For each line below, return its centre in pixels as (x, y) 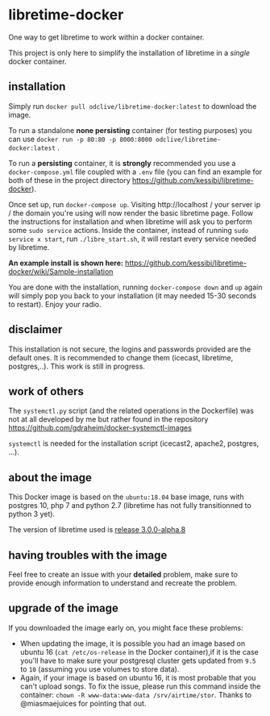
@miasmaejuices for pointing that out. (83, 703)
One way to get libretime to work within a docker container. (106, 37)
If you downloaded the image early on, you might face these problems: (126, 627)
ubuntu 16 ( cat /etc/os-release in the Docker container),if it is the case (139, 651)
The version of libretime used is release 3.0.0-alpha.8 (97, 530)
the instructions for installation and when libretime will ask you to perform (130, 221)
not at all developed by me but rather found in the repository (108, 419)
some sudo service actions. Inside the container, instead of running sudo (129, 230)
